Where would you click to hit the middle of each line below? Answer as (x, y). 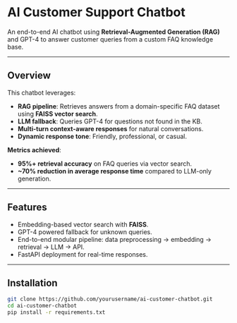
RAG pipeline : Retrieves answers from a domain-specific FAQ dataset (119, 106)
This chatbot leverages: (42, 92)
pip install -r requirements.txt (56, 312)
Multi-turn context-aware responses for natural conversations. (110, 128)
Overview (29, 76)
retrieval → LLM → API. (51, 247)
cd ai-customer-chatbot (42, 306)
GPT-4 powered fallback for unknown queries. (85, 232)
